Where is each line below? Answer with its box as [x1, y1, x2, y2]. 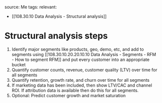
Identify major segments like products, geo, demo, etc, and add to [11, 46, 144, 52]
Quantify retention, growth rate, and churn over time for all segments [11, 77, 150, 83]
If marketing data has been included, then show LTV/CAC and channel [11, 82, 152, 88]
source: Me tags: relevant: [4, 4, 57, 10]
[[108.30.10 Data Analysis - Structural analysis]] [11, 14, 107, 19]
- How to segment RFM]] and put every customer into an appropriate [11, 57, 150, 62]
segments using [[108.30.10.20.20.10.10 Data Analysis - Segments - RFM [11, 51, 157, 57]
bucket [11, 61, 26, 67]
